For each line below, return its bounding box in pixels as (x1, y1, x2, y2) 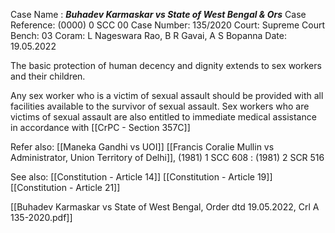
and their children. (10, 70, 86, 82)
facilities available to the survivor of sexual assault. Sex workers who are (10, 100, 310, 112)
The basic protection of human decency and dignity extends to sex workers (10, 60, 322, 71)
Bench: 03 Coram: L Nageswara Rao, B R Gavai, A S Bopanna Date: (10, 30, 287, 41)
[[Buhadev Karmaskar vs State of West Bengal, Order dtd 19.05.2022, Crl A (10, 201, 320, 213)
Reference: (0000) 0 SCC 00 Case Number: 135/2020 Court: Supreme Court (10, 19, 326, 31)
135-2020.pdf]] (10, 212, 73, 223)
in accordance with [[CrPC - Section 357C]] (10, 122, 191, 133)
